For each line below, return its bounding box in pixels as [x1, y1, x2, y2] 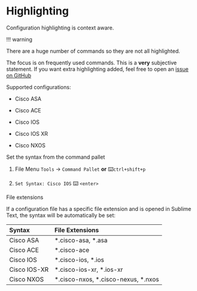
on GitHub [6, 72, 32, 79]
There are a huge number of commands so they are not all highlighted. [6, 47, 181, 55]
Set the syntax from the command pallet [6, 153, 105, 161]
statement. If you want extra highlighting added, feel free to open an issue [6, 65, 189, 73]
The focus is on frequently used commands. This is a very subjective [6, 59, 177, 66]
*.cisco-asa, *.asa [54, 236, 108, 244]
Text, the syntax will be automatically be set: [6, 212, 116, 219]
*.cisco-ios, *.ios [54, 256, 105, 264]
